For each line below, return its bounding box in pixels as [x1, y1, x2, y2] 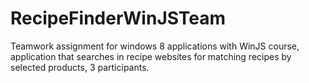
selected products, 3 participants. [10, 61, 150, 73]
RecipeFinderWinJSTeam [10, 7, 227, 30]
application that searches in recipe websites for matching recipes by [10, 50, 292, 62]
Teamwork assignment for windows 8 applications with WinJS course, [10, 40, 300, 52]
